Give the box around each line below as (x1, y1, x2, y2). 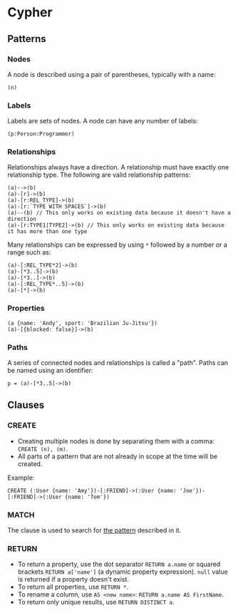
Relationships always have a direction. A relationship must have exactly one (7, 163, 229, 172)
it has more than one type (7, 228, 88, 235)
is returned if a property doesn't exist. (17, 575, 130, 584)
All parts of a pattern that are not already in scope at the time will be (17, 452, 218, 460)
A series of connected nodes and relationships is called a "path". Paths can (7, 359, 229, 367)
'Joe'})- (179, 487, 205, 494)
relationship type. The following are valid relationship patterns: (7, 170, 191, 179)
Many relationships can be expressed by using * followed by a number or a (7, 240, 228, 249)
